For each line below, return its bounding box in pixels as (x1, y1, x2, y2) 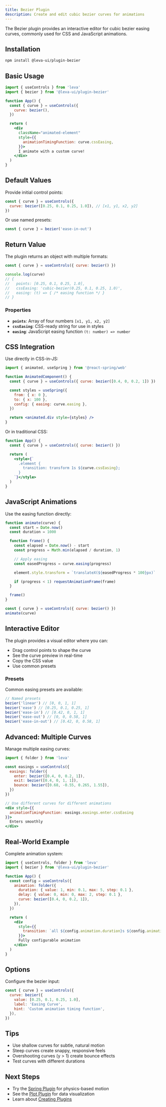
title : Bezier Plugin (5, 7, 50, 12)
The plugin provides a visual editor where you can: (5, 638, 108, 644)
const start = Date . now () (9, 525, 63, 530)
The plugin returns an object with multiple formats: (5, 253, 108, 260)
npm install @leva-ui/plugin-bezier (5, 58, 81, 63)
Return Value (5, 240, 46, 249)
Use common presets (12, 663, 56, 669)
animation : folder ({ (14, 883, 56, 888)
